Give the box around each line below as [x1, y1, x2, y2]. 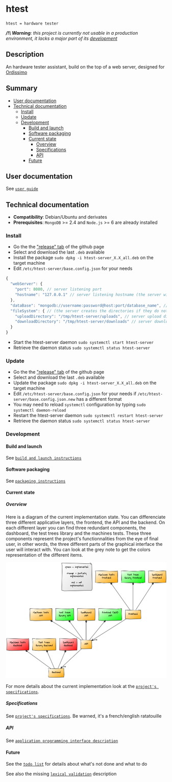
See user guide [6, 186, 38, 192]
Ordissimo [6, 69, 28, 75]
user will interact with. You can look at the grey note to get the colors [6, 546, 151, 553]
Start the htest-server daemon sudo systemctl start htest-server [13, 339, 154, 346]
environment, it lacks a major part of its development [6, 35, 118, 41]
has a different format [76, 396, 122, 402]
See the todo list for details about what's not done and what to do [6, 761, 148, 767]
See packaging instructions [6, 477, 66, 484]
